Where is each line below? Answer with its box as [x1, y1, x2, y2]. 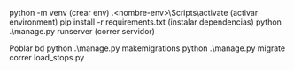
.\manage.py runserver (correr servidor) [9, 26, 155, 36]
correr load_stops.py [9, 53, 85, 62]
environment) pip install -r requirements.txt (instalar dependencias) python [9, 17, 282, 27]
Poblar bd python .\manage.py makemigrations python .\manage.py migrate [9, 43, 286, 53]
